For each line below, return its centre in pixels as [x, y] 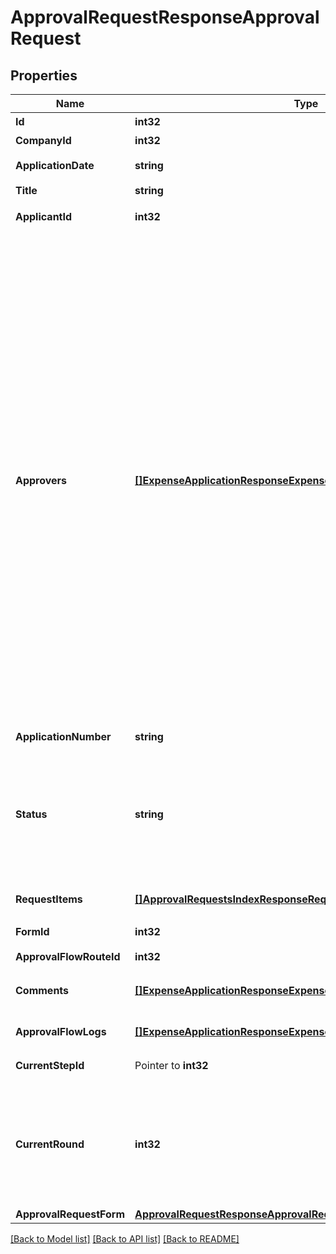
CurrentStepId [50, 1065]
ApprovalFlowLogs [61, 1031]
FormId [32, 931]
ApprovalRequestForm [70, 1214]
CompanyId [43, 140]
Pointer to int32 [171, 1065]
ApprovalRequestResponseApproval [165, 17]
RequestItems [49, 899]
